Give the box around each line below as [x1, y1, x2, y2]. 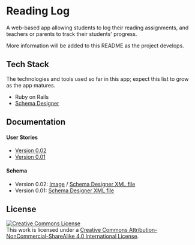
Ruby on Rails [14, 93, 49, 100]
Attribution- [128, 226, 158, 234]
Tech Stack [6, 59, 49, 69]
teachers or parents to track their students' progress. [6, 30, 137, 37]
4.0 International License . [76, 232, 139, 240]
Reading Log [6, 4, 70, 18]
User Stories [6, 134, 38, 141]
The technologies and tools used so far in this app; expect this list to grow [6, 75, 189, 82]
